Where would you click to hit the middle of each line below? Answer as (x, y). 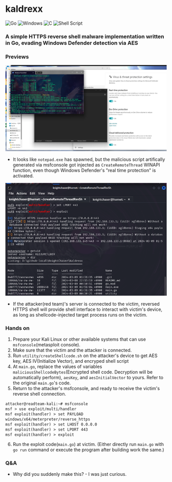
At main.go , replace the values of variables (57, 367)
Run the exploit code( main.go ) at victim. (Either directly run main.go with (88, 444)
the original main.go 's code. (42, 383)
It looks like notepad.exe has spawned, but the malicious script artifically (89, 159)
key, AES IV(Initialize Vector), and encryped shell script (71, 361)
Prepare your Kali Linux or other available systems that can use (79, 339)
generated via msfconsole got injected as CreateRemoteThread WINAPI (86, 165)
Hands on (17, 328)
